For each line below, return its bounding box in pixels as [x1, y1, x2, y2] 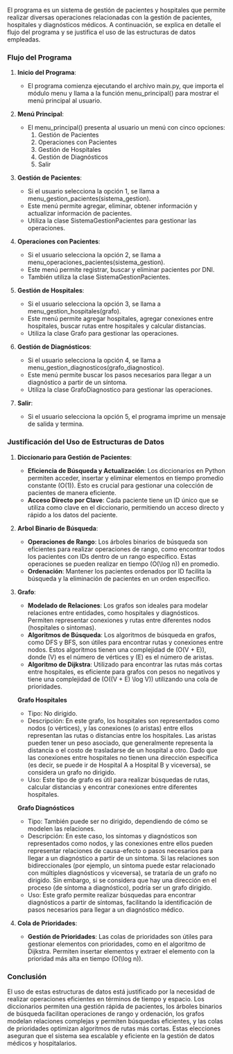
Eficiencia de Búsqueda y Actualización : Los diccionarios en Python [27, 466, 225, 474]
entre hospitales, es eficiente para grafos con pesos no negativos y [27, 667, 221, 675]
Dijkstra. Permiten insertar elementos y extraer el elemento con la [27, 947, 215, 956]
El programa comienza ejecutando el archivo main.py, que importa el [27, 82, 224, 90]
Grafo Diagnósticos [17, 804, 75, 812]
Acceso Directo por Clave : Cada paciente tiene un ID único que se [27, 496, 218, 504]
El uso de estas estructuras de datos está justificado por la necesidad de [7, 987, 215, 996]
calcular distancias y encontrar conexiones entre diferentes [27, 783, 198, 791]
